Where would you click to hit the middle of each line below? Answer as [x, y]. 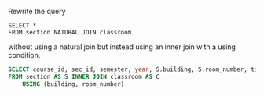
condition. [24, 55]
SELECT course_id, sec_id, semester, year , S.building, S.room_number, [128, 69]
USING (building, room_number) [73, 84]
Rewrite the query [37, 11]
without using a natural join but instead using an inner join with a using [122, 47]
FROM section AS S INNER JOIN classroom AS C [84, 76]
